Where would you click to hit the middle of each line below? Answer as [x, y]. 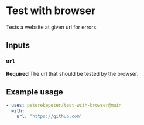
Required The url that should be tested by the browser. [72, 73]
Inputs [18, 45]
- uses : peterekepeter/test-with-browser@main [64, 106]
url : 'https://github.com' [49, 116]
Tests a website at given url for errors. [52, 27]
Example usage [35, 92]
